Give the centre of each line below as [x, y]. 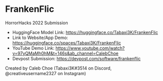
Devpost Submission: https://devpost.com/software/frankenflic [76, 58]
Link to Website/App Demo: [40, 38]
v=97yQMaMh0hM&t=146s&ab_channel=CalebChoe [65, 53]
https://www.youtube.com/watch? [90, 48]
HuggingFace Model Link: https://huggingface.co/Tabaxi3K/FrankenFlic [85, 32]
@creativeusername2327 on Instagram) [46, 73]
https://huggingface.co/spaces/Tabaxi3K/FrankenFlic [66, 42]
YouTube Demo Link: [33, 48]
